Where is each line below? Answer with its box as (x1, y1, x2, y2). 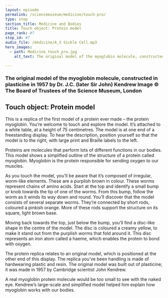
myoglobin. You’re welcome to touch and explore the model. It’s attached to (5, 121, 161, 128)
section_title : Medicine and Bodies (5, 21, 81, 27)
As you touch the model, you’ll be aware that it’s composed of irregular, (5, 173, 152, 179)
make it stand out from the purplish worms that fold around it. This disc (5, 230, 151, 236)
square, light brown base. (5, 210, 58, 216)
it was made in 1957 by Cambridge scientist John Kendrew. (5, 266, 126, 273)
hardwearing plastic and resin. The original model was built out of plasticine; (5, 261, 162, 267)
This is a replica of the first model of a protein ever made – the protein (5, 116, 149, 122)
